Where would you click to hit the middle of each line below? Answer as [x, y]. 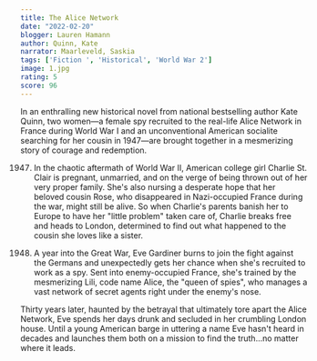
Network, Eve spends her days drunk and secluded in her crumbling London [164, 318]
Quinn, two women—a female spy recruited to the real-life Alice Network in [161, 121]
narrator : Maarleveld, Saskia [78, 52]
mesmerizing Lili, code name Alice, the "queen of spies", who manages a [170, 282]
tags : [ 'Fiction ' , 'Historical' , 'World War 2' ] [117, 60]
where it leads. [48, 347]
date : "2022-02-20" [57, 26]
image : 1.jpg [45, 69]
